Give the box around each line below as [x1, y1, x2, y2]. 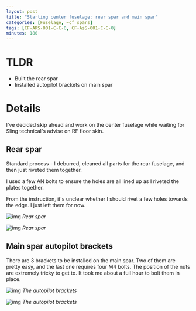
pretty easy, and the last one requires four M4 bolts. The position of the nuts [6, 263, 190, 270]
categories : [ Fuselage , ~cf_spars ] [6, 19, 93, 25]
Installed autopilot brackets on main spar [14, 82, 113, 89]
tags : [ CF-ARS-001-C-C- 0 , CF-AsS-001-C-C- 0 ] [6, 25, 116, 31]
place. [6, 275, 22, 282]
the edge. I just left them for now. [6, 201, 86, 208]
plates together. [6, 184, 44, 191]
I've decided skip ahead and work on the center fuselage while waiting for [6, 121, 185, 128]
